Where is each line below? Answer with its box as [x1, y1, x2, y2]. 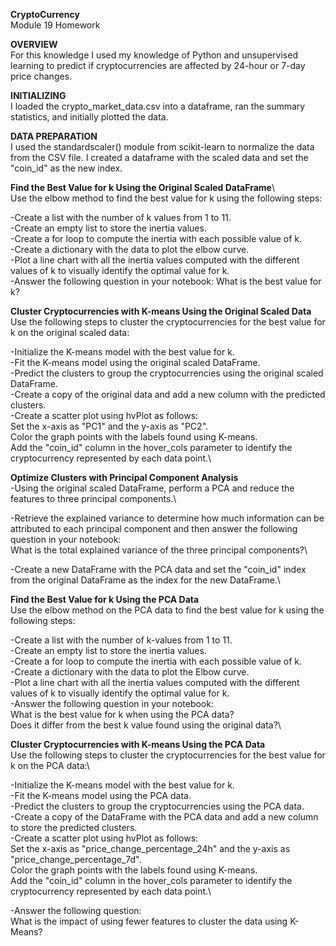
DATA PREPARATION [10, 130, 98, 142]
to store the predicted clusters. [10, 822, 138, 833]
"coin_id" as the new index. [10, 162, 123, 174]
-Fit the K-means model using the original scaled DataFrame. [10, 357, 261, 368]
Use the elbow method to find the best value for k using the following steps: [10, 192, 323, 204]
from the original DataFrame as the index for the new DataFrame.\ [10, 574, 281, 586]
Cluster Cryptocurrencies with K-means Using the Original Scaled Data [10, 305, 312, 317]
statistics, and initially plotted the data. [10, 111, 169, 123]
